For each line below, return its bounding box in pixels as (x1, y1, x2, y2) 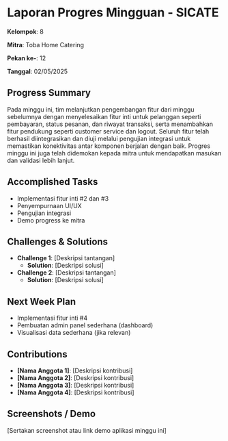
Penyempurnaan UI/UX (16, 201, 82, 210)
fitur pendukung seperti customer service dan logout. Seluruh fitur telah (7, 127, 210, 135)
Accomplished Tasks (7, 176, 98, 188)
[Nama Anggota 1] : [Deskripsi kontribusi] (16, 366, 133, 375)
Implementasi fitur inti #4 (16, 314, 87, 323)
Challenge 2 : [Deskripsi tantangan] (16, 268, 116, 277)
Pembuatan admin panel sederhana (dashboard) (16, 321, 154, 329)
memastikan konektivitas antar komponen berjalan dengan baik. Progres (7, 142, 210, 150)
